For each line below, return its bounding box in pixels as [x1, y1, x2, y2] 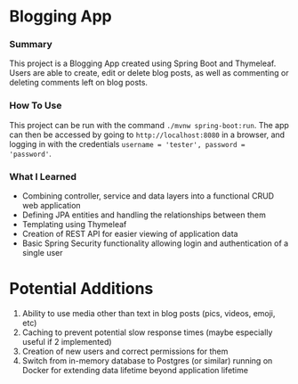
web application [21, 200, 82, 211]
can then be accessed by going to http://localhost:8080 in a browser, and [9, 129, 286, 140]
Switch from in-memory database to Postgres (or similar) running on [21, 355, 273, 366]
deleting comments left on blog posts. [9, 78, 149, 88]
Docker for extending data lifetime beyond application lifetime [21, 365, 249, 376]
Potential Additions [9, 279, 154, 299]
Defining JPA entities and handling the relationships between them [21, 209, 267, 220]
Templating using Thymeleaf [21, 219, 127, 230]
